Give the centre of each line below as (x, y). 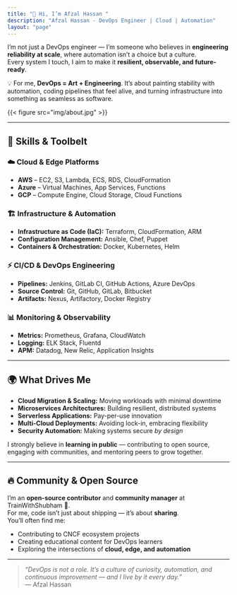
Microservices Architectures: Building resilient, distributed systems (117, 408)
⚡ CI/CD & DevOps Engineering (61, 266)
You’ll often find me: (36, 520)
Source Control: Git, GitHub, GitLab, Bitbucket (85, 291)
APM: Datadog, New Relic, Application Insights (86, 350)
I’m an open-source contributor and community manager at (96, 497)
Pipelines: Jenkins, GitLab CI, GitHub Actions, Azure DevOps (106, 283)
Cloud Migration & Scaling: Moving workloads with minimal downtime (119, 401)
